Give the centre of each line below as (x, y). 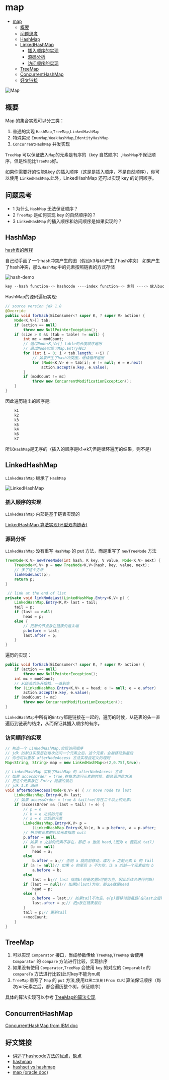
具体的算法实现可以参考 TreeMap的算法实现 (50, 997)
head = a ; (42, 851)
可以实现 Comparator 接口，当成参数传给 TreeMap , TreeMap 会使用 (78, 955)
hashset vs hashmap (34, 1067)
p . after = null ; (40, 837)
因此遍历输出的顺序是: (28, 401)
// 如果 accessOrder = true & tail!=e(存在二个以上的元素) (73, 800)
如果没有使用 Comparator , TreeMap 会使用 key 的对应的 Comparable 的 (81, 967)
